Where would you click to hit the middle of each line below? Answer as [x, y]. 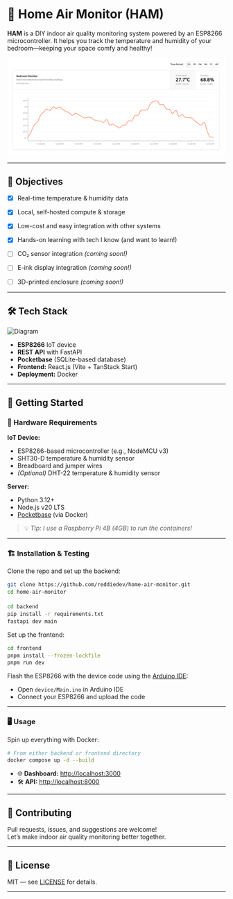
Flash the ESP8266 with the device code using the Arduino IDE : [98, 676]
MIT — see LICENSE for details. [52, 882]
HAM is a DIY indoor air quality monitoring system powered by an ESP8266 [115, 33]
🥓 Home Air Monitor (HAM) [86, 14]
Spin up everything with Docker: [53, 739]
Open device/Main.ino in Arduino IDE [70, 690]
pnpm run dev [26, 663]
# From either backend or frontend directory [74, 753]
